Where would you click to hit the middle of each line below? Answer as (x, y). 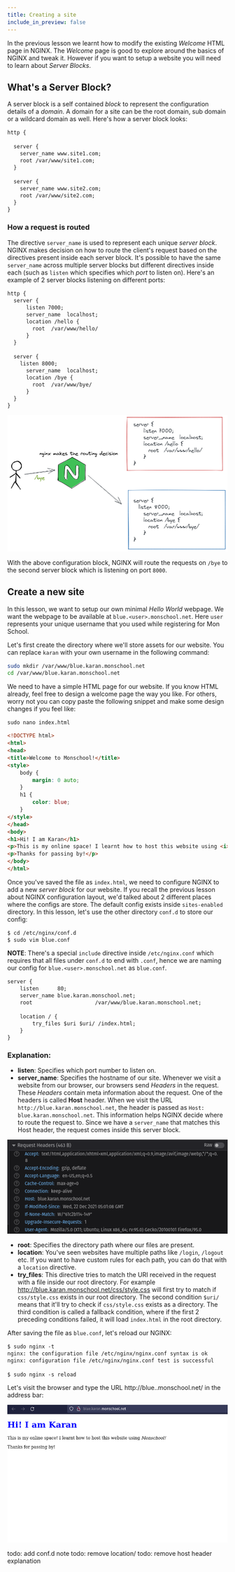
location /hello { (52, 321)
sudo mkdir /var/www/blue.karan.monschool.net (76, 666)
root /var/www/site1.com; (58, 161)
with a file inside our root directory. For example (86, 1282)
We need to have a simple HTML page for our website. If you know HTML (113, 687)
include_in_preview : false (47, 22)
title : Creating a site (42, 15)
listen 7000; (45, 307)
